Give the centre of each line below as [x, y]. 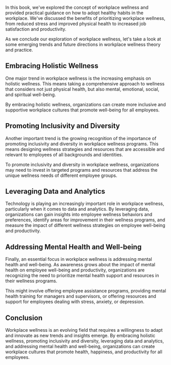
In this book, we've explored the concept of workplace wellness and [77, 7]
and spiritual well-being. [31, 95]
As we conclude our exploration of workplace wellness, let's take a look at [83, 39]
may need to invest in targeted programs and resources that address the [81, 170]
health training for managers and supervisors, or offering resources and [81, 296]
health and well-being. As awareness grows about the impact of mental [80, 265]
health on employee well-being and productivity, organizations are [75, 270]
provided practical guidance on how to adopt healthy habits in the [75, 13]
